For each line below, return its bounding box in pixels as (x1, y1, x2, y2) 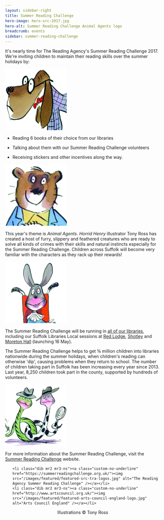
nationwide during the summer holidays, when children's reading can (5, 353, 146, 359)
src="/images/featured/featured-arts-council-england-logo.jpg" (12, 496, 147, 501)
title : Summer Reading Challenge (5, 13, 74, 18)
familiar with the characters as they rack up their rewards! (5, 252, 122, 258)
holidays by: (5, 59, 30, 64)
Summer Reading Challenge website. (5, 456, 80, 462)
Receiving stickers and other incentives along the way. (12, 154, 123, 160)
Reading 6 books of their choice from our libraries (12, 135, 114, 141)
